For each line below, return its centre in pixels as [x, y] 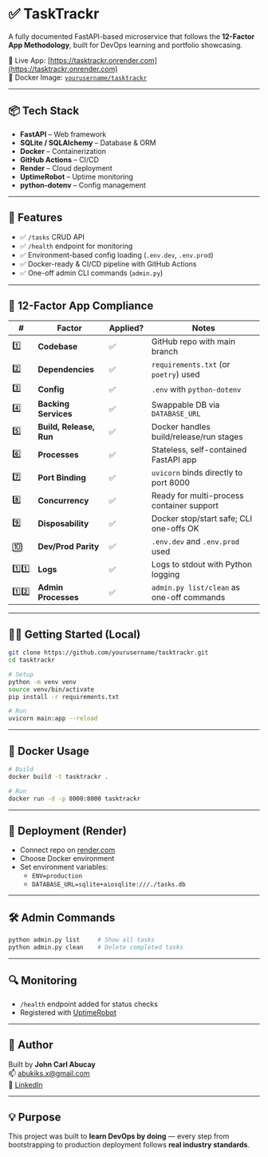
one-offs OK [175, 529]
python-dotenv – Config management [83, 185]
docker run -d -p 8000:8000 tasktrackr [75, 799]
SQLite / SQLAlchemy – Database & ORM [88, 142]
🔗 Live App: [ [30, 60]
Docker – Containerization [63, 151]
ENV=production [57, 876]
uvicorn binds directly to [197, 473]
